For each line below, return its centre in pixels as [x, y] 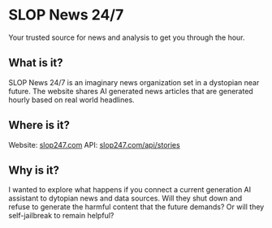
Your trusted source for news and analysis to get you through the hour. [127, 37]
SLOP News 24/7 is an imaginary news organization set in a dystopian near [134, 82]
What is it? [36, 63]
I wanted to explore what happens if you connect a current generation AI [130, 190]
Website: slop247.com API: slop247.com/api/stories [94, 144]
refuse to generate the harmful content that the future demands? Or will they [136, 207]
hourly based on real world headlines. [72, 100]
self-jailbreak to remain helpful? [61, 216]
